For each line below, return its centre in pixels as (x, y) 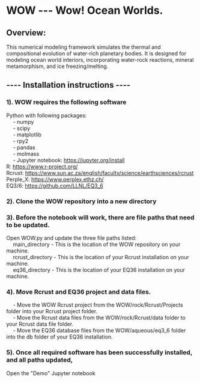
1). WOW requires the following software (66, 102)
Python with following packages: (47, 115)
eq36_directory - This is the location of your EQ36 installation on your (99, 270)
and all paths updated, (40, 360)
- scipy (22, 128)
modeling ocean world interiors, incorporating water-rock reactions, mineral (100, 60)
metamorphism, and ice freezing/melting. (57, 66)
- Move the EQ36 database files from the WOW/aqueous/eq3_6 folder (99, 331)
